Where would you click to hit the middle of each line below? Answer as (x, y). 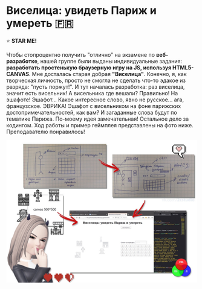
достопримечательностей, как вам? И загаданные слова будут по (92, 112)
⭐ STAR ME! (22, 40)
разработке (22, 61)
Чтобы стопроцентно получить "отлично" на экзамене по (81, 54)
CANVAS (18, 74)
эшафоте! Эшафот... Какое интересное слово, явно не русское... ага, (95, 100)
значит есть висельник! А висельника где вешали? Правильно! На (92, 93)
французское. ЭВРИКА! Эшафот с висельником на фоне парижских (94, 106)
